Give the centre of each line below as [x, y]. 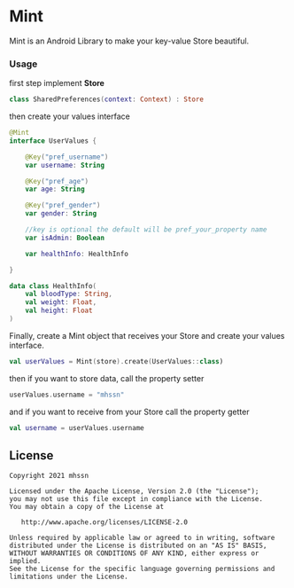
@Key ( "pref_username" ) [67, 157]
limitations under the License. [69, 577]
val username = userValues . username [77, 427]
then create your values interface [70, 116]
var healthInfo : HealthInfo [77, 254]
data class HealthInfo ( [53, 286]
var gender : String [61, 214]
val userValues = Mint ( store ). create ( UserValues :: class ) [116, 361]
